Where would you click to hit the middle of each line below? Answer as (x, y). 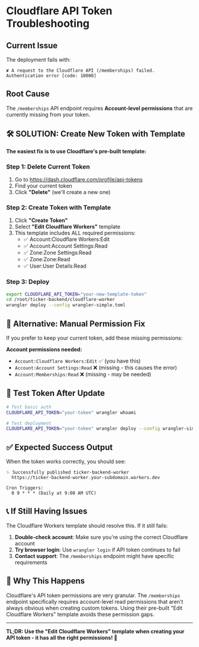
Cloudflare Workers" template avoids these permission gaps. (80, 614)
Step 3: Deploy (28, 282)
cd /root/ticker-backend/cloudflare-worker (61, 300)
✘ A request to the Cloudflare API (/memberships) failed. (81, 71)
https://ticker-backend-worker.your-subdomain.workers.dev (86, 478)
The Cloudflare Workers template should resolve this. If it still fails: (87, 525)
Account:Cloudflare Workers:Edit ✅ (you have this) (78, 361)
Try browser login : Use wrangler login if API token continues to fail (97, 550)
